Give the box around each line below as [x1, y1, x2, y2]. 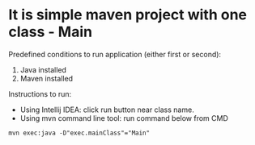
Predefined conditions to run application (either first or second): [8, 49, 221, 59]
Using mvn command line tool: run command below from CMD [19, 113, 229, 122]
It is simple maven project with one [8, 6, 248, 24]
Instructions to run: [8, 89, 72, 98]
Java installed [19, 64, 67, 74]
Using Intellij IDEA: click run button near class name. [19, 105, 194, 114]
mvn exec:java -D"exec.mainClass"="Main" [8, 129, 151, 137]
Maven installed [19, 73, 74, 83]
